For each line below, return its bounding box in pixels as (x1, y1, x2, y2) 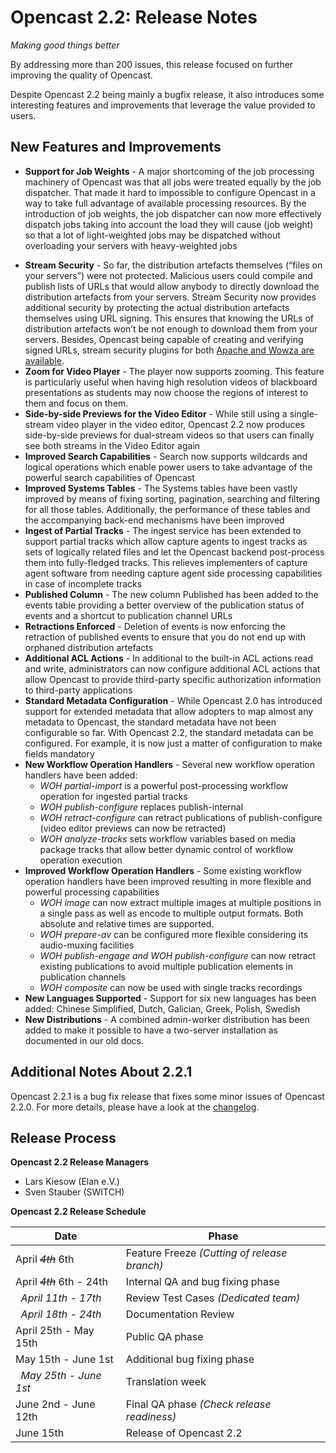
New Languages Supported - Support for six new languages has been (24, 992, 317, 1004)
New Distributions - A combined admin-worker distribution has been (24, 1013, 310, 1025)
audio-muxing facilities (39, 939, 135, 951)
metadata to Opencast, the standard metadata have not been (24, 716, 277, 728)
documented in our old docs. (24, 1034, 145, 1046)
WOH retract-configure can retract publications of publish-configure (39, 811, 323, 823)
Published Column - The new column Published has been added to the (24, 588, 319, 600)
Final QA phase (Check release (125, 1397, 272, 1411)
